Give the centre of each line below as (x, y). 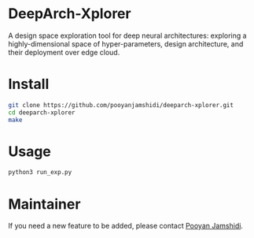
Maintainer (44, 204)
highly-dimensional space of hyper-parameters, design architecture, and (126, 43)
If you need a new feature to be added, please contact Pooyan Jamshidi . (126, 226)
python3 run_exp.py (40, 173)
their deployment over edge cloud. (64, 52)
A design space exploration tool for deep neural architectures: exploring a (127, 35)
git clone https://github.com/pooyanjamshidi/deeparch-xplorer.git (121, 105)
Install (29, 84)
